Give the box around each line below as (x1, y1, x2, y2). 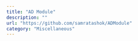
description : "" (6, 14, 48, 20)
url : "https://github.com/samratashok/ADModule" (6, 20, 133, 26)
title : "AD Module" (6, 8, 56, 15)
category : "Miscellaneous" (6, 25, 75, 32)
